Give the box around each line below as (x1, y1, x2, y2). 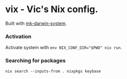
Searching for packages (5, 57, 66, 64)
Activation (5, 33, 31, 40)
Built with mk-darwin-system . (5, 20, 67, 26)
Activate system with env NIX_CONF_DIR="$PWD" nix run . (5, 45, 122, 51)
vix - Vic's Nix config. (5, 4, 98, 15)
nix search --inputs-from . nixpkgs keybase (5, 68, 101, 74)
